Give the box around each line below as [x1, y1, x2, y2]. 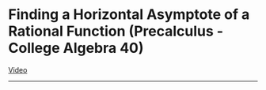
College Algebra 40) [8, 39, 144, 57]
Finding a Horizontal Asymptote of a [8, 6, 250, 24]
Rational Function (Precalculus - [8, 22, 224, 40]
